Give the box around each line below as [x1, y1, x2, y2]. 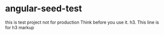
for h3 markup [5, 24, 35, 30]
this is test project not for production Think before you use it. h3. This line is [5, 19, 159, 25]
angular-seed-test [5, 3, 82, 14]
